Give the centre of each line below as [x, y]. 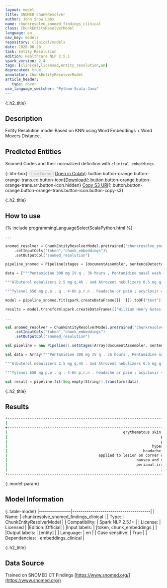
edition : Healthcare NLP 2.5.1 [38, 56]
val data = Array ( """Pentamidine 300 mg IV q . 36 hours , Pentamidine [81, 355]
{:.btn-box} [17, 174]
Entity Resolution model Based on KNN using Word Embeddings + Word [79, 131]
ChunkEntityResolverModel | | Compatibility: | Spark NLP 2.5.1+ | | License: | [83, 522]
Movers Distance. [23, 136]
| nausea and [82, 460]
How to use [23, 216]
